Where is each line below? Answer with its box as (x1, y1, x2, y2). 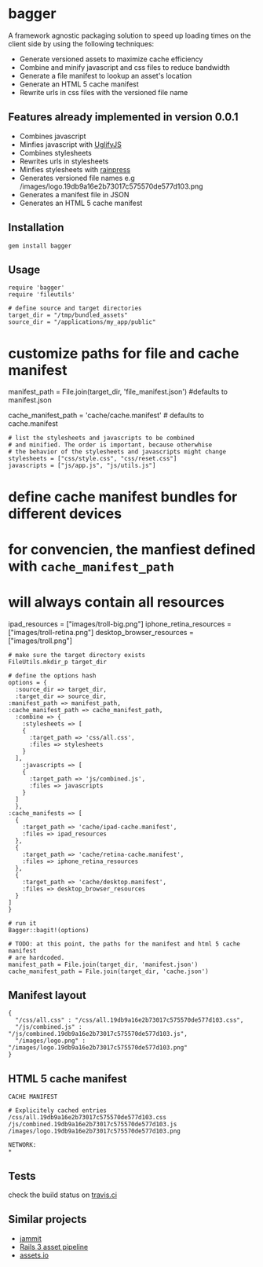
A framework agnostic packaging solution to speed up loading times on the (8, 31, 251, 40)
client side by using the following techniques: (8, 39, 155, 48)
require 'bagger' (8, 284, 65, 292)
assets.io (19, 1250, 49, 1260)
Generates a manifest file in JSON (19, 189, 130, 199)
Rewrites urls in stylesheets (19, 156, 109, 166)
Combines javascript (19, 131, 86, 141)
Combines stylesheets (19, 148, 92, 157)
